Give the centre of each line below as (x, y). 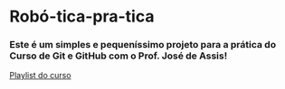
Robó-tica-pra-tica (82, 17)
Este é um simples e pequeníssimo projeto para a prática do (143, 45)
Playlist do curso (40, 76)
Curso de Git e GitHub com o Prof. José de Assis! (119, 56)
